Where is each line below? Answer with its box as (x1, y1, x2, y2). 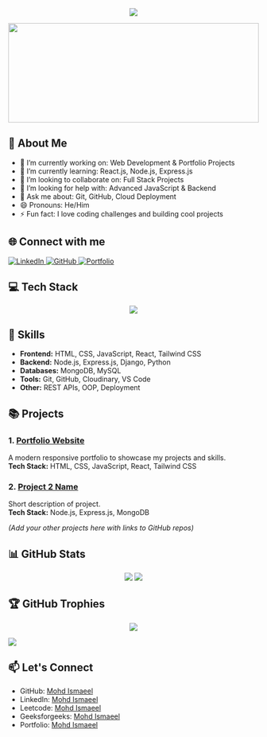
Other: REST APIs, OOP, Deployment (19, 383, 141, 392)
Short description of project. (8, 499, 101, 509)
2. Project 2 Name (8, 481, 79, 492)
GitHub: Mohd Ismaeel (19, 686, 94, 696)
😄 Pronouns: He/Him (19, 200, 90, 209)
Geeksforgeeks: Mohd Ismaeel (19, 712, 121, 721)
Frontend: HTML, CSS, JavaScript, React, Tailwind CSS (19, 349, 202, 359)
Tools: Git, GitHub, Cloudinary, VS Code (19, 374, 151, 384)
